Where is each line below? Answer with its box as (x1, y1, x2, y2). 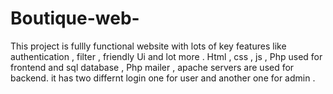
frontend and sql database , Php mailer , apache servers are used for (10, 61, 295, 73)
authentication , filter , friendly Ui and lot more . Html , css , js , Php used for (10, 50, 323, 62)
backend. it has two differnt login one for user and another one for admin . (10, 72, 316, 84)
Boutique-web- (10, 7, 140, 30)
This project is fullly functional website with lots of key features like (10, 40, 287, 52)
